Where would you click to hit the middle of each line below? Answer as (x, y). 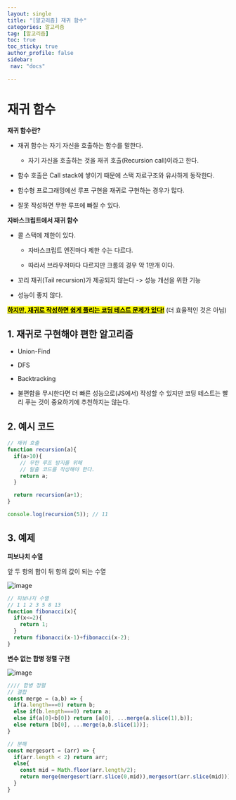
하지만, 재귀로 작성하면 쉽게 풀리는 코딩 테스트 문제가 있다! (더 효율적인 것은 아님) (117, 310)
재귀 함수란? (24, 130)
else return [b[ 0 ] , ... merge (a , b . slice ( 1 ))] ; (81, 725)
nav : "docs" (28, 66)
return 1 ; (34, 625)
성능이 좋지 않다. (40, 295)
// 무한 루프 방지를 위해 (51, 463)
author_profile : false (40, 54)
